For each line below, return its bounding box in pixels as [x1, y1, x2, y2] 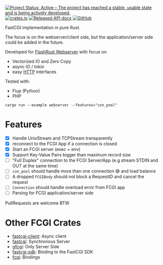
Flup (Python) [12, 88, 40, 93]
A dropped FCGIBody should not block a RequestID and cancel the [12, 174, 144, 179]
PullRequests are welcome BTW [5, 200, 70, 206]
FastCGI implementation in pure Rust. [5, 25, 81, 30]
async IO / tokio [12, 64, 44, 69]
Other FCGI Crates [5, 217, 81, 228]
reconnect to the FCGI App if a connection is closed [12, 141, 117, 147]
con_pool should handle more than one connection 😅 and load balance [12, 168, 156, 174]
